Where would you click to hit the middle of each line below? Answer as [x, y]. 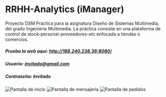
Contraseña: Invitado [28, 76]
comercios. [17, 39]
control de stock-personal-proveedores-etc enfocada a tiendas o [73, 34]
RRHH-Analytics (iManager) [65, 9]
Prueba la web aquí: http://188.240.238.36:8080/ [59, 51]
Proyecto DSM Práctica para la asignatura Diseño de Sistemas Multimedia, [82, 23]
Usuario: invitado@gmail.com [37, 64]
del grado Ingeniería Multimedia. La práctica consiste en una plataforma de [83, 28]
